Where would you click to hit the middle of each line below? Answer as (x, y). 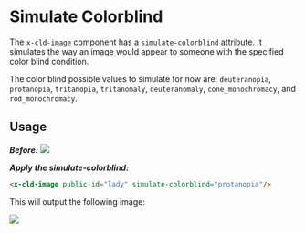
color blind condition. (49, 61)
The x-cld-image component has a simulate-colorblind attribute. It (136, 42)
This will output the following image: (78, 201)
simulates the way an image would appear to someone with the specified (147, 51)
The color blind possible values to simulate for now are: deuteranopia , (141, 78)
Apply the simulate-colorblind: (69, 167)
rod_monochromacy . (43, 98)
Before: (24, 150)
